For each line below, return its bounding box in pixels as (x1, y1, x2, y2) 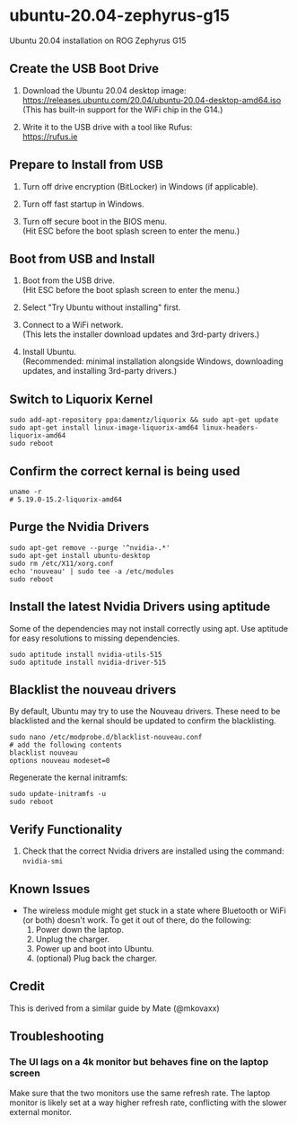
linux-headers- (201, 423, 258, 432)
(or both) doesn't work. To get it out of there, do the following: (22, 915, 252, 926)
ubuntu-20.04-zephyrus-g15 (9, 5, 231, 26)
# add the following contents (9, 740, 123, 750)
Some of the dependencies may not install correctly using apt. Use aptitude (9, 623, 289, 633)
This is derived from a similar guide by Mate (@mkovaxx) (9, 1003, 220, 1014)
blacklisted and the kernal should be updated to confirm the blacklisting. (9, 715, 276, 726)
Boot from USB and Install (9, 251, 155, 266)
